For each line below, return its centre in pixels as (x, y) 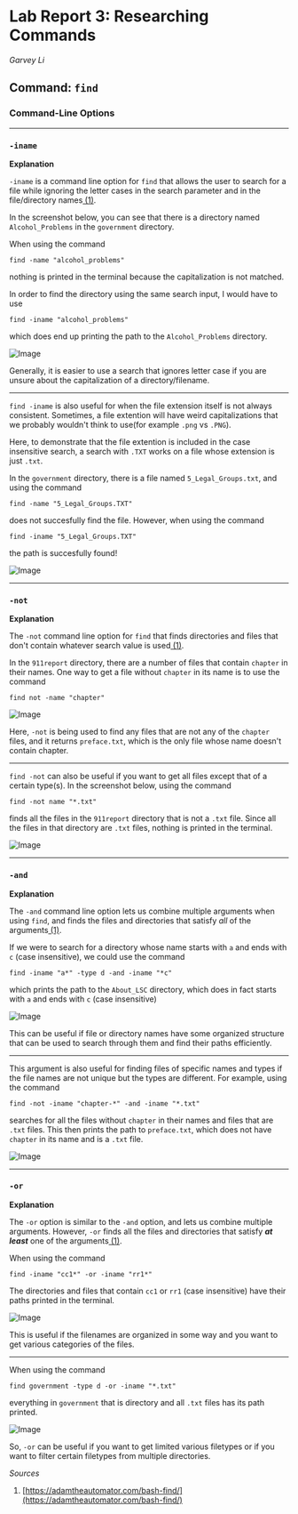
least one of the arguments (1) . (66, 1240)
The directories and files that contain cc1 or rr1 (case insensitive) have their (148, 1291)
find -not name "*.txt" (53, 802)
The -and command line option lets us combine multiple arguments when (142, 911)
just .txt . (26, 461)
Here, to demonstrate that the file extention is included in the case (130, 441)
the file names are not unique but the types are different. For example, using (148, 1077)
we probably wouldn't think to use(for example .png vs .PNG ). (121, 424)
